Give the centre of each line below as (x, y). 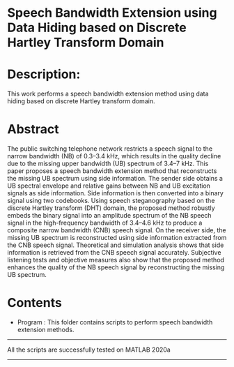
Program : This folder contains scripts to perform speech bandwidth (115, 322)
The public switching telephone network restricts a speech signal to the (110, 149)
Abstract (33, 129)
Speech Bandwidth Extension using (112, 13)
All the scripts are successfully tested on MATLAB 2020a (89, 350)
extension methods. (46, 330)
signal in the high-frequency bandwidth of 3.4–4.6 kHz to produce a (105, 223)
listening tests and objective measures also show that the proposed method (116, 260)
